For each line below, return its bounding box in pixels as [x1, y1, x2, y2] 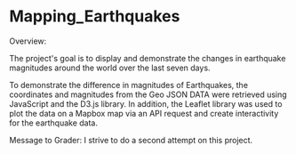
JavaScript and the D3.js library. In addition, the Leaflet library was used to [9, 98, 283, 109]
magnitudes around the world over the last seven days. [9, 62, 211, 73]
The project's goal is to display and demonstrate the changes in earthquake [9, 53, 286, 63]
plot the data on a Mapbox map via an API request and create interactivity [9, 108, 279, 118]
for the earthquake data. [9, 118, 98, 128]
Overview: [9, 36, 47, 46]
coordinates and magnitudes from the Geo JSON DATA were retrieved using [9, 89, 287, 100]
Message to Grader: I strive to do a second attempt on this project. [9, 134, 253, 145]
